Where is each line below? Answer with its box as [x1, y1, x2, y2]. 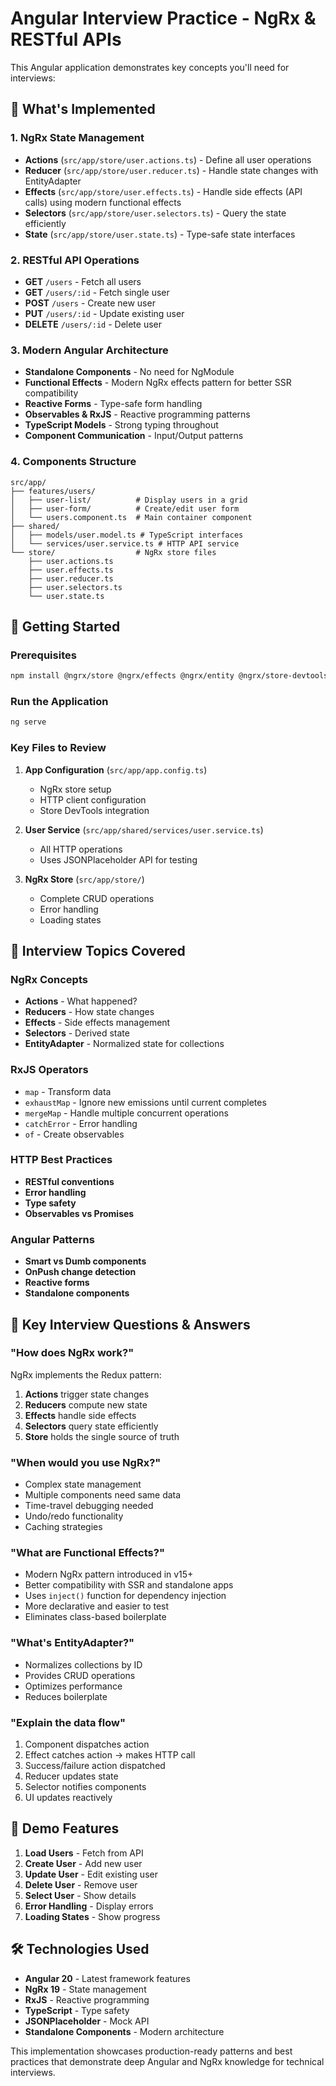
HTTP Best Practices [10, 1153, 113, 1167]
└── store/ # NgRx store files [10, 547, 217, 557]
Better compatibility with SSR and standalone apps [24, 1579, 234, 1591]
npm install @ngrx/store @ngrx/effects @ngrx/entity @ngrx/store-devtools [10, 671, 329, 681]
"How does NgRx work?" [10, 1346, 135, 1360]
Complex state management [24, 1478, 142, 1491]
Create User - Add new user [24, 1857, 143, 1869]
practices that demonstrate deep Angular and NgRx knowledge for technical [10, 2055, 325, 2067]
